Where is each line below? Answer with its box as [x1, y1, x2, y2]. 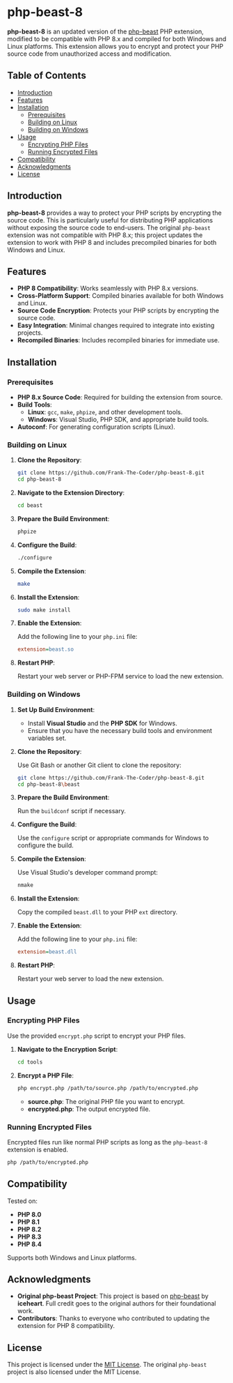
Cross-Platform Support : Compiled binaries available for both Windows [17, 292, 224, 300]
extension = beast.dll [17, 949, 77, 955]
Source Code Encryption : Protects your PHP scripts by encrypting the [17, 306, 219, 315]
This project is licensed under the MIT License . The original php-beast [7, 1361, 207, 1369]
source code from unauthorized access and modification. [7, 50, 172, 58]
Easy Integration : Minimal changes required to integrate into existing [17, 322, 215, 330]
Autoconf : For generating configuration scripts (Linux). [17, 423, 176, 431]
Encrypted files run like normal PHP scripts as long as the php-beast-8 [7, 1138, 208, 1146]
